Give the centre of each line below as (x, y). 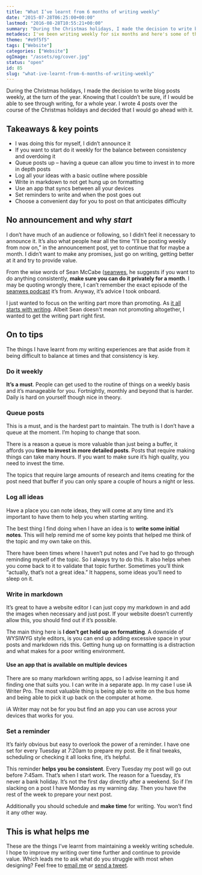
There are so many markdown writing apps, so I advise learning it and (93, 678)
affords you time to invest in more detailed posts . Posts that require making (101, 451)
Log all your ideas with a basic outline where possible (81, 176)
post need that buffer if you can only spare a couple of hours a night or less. (101, 482)
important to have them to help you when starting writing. (77, 517)
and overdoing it (35, 156)
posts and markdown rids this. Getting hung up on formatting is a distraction (101, 644)
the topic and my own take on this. (49, 541)
